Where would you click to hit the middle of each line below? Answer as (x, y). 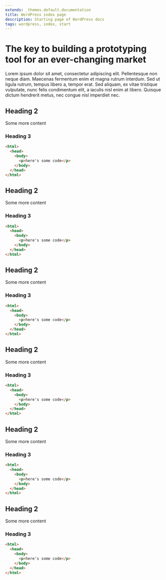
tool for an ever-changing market (76, 60)
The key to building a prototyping (76, 49)
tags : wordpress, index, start (38, 24)
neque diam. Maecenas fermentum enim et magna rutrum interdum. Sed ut (83, 79)
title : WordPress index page (36, 15)
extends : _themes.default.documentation (48, 10)
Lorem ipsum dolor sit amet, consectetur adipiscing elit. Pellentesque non (81, 74)
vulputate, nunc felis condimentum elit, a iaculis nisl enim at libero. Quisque (83, 90)
